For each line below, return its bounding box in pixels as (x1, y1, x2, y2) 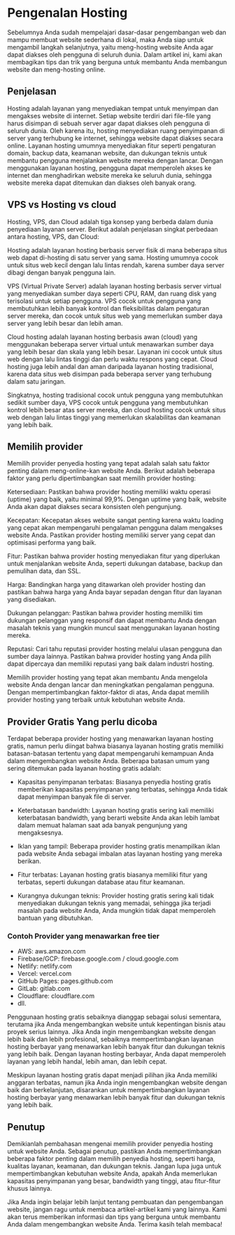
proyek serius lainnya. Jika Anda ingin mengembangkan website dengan (7, 1028, 216, 1036)
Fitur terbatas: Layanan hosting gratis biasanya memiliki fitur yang (17, 870, 208, 879)
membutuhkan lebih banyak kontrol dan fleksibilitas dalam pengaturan (7, 304, 210, 312)
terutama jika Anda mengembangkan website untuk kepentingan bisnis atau (7, 1020, 226, 1028)
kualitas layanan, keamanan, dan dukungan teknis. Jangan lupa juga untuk (7, 1162, 222, 1171)
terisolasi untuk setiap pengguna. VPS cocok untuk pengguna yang (7, 296, 201, 305)
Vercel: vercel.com (17, 970, 72, 978)
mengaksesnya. (17, 828, 64, 837)
